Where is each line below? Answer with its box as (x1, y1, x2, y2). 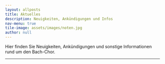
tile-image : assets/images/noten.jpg (5, 26, 82, 31)
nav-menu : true (5, 21, 36, 26)
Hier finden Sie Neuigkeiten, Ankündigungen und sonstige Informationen (5, 44, 152, 49)
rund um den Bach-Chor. (5, 49, 55, 55)
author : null (5, 30, 32, 35)
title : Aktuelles (5, 12, 41, 17)
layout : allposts (5, 7, 41, 12)
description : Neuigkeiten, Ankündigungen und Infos (5, 16, 113, 21)
